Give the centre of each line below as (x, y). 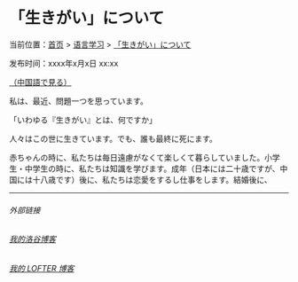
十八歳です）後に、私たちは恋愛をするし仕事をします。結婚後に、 (152, 179)
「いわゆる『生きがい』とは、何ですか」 (83, 120)
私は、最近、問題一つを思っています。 (78, 101)
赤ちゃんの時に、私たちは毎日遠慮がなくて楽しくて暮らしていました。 (137, 157)
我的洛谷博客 (32, 239)
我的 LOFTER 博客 (42, 268)
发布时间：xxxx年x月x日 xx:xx (64, 63)
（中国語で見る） (40, 82)
